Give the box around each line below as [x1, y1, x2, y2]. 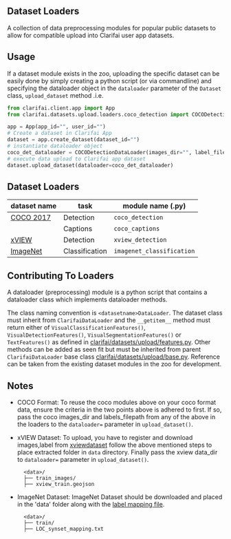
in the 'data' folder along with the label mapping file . [16, 500, 165, 508]
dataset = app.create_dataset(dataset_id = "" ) [7, 136, 140, 143]
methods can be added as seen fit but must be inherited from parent [7, 346, 201, 354]
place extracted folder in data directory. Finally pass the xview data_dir [16, 447, 218, 456]
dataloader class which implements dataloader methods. [7, 295, 168, 304]
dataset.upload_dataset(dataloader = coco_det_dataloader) [7, 162, 174, 169]
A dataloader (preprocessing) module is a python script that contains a [7, 288, 208, 297]
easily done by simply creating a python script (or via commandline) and [7, 76, 212, 85]
